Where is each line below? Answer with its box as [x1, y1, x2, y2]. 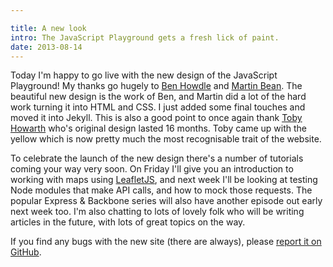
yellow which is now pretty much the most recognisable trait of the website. [10, 133, 322, 145]
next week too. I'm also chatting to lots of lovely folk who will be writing [10, 206, 305, 218]
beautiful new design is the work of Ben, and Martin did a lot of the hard [10, 91, 307, 103]
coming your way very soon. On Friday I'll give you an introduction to [10, 163, 294, 175]
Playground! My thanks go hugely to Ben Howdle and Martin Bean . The [10, 80, 303, 92]
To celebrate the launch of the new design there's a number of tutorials [10, 152, 304, 165]
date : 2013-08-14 [10, 42, 83, 52]
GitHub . [10, 246, 42, 258]
